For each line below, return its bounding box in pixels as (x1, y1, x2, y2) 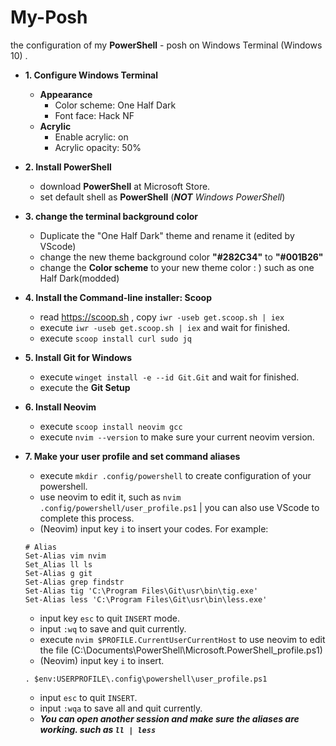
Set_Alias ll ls (24, 559, 93, 570)
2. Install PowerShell (24, 161, 112, 173)
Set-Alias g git (24, 568, 93, 578)
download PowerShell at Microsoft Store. (39, 180, 211, 192)
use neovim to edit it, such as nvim (39, 491, 182, 503)
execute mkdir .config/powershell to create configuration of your (39, 469, 312, 481)
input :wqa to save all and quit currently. (39, 702, 203, 714)
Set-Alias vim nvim (24, 551, 107, 561)
